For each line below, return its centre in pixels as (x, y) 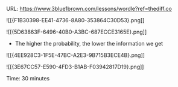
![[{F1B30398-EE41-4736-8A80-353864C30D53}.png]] (75, 20)
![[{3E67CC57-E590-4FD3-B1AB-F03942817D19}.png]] (75, 67)
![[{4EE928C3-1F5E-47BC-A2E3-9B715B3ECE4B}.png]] (75, 55)
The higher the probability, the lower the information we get (89, 43)
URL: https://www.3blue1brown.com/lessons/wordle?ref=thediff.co (89, 9)
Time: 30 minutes (28, 78)
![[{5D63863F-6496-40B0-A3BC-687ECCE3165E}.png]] (77, 32)
